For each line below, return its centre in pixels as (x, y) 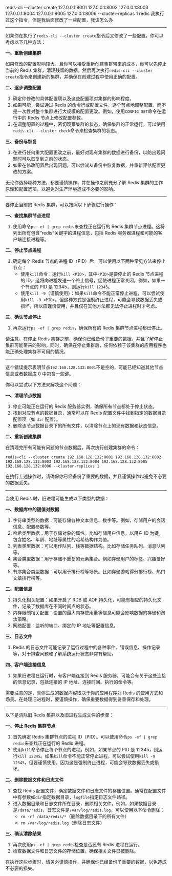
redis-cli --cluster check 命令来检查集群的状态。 (66, 131)
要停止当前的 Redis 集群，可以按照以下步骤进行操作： (62, 205)
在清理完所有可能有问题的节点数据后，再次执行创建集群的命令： (72, 447)
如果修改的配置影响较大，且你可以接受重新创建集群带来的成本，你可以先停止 (86, 64)
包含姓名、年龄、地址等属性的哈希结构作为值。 (62, 539)
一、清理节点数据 (23, 395)
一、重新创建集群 (23, 53)
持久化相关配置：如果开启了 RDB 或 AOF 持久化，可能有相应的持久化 (85, 600)
